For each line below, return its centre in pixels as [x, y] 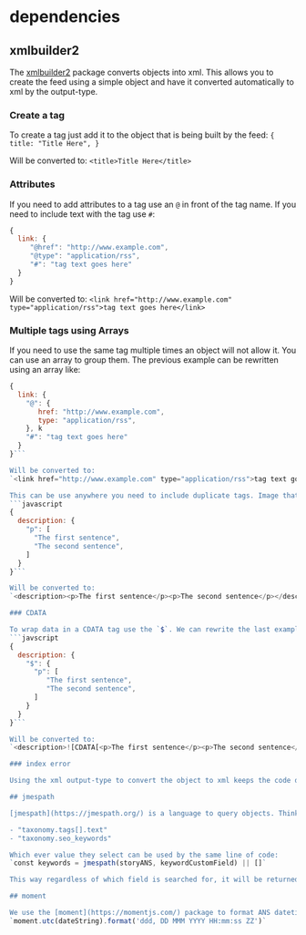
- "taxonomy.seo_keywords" [61, 838]
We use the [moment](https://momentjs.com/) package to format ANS [140, 913]
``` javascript [36, 504]
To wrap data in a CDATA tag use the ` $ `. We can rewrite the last [140, 630]
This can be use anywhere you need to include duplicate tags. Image [144, 495]
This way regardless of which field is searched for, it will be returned [154, 880]
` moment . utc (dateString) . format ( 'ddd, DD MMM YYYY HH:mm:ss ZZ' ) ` [138, 921]
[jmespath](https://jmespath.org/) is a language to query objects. [142, 813]
